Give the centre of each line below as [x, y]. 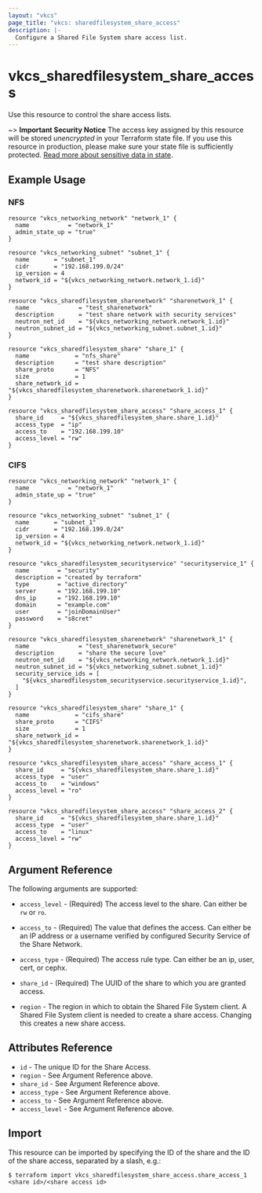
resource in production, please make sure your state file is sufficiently [121, 147]
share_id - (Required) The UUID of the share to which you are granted [133, 982]
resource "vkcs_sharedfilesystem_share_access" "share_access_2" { [121, 811]
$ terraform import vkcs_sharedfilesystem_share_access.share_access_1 [127, 1175]
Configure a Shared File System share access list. [102, 37]
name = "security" [58, 571]
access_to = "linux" [54, 832]
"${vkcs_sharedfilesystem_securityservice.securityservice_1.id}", [135, 681]
